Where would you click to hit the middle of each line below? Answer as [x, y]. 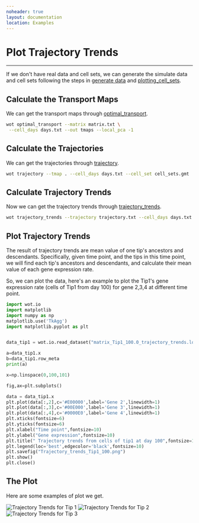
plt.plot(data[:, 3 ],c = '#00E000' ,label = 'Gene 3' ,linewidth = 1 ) [83, 408]
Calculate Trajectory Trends [59, 192]
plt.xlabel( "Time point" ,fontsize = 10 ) [54, 430]
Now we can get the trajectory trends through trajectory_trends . [84, 206]
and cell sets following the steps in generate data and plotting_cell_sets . [94, 80]
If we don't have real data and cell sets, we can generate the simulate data [97, 74]
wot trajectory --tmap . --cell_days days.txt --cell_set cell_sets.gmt [98, 174]
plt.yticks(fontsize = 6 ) [36, 424]
